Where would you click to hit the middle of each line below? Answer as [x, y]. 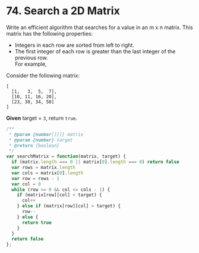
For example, [31, 64]
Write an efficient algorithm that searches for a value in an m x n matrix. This [99, 27]
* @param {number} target [41, 140]
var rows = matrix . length [44, 168]
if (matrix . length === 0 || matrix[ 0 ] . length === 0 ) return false [95, 162]
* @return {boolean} [34, 145]
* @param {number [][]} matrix [46, 134]
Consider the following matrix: [43, 75]
